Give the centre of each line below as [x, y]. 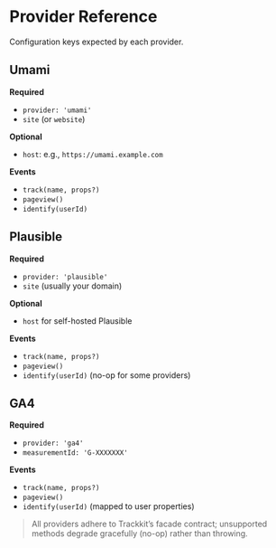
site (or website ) [54, 118]
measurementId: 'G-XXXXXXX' [75, 453]
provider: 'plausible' [65, 277]
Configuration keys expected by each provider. [97, 42]
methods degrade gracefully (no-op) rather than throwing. [139, 534]
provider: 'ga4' [53, 444]
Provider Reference [83, 17]
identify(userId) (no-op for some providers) [106, 375]
